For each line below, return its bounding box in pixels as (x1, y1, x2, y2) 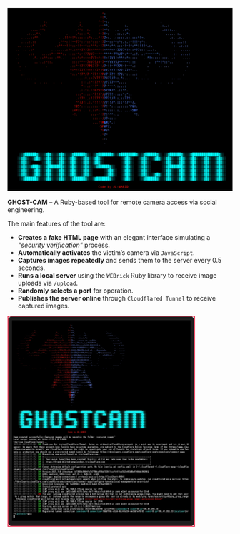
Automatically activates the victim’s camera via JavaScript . (17, 248, 195, 257)
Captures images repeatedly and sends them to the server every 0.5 (17, 256, 222, 264)
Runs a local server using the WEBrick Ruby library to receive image (17, 271, 217, 279)
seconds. (17, 263, 46, 272)
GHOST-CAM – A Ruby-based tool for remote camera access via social (7, 198, 217, 206)
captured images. (17, 301, 70, 310)
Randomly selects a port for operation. (17, 286, 134, 295)
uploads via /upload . (17, 278, 79, 287)
